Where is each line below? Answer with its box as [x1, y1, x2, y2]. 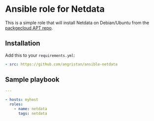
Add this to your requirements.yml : [5, 52, 75, 58]
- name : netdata [14, 107, 48, 112]
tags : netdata [18, 111, 48, 116]
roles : [9, 102, 23, 107]
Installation [5, 39, 40, 48]
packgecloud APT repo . [5, 25, 53, 30]
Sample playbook [5, 75, 60, 84]
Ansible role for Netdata [5, 3, 105, 15]
